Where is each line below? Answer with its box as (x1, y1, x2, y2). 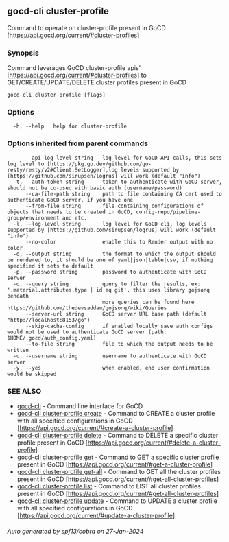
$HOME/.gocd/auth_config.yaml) (7, 334, 97, 342)
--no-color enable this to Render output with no (25, 238, 213, 246)
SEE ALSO (7, 386, 42, 396)
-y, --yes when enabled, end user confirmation (13, 364, 210, 371)
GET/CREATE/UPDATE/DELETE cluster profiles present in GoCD (7, 78, 187, 86)
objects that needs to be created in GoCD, (7, 209, 134, 215)
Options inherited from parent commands (7, 139, 149, 148)
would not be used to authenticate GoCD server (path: (7, 329, 167, 335)
